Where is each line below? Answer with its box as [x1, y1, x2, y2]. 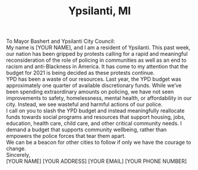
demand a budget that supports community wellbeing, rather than [6, 126, 167, 133]
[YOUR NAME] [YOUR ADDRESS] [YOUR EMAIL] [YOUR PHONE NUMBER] [6, 158, 187, 165]
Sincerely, [6, 152, 31, 159]
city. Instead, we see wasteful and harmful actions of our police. [6, 101, 163, 108]
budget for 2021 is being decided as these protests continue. [6, 70, 155, 77]
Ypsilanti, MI [68, 4, 132, 18]
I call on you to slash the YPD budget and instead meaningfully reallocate [6, 107, 185, 114]
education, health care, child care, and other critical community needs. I [6, 120, 182, 127]
